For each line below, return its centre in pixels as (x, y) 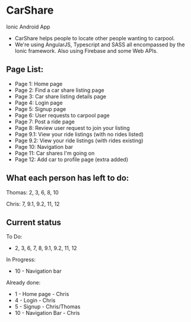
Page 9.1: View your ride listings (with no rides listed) (79, 134)
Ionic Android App (28, 27)
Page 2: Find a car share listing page (60, 90)
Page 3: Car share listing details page (61, 96)
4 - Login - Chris (35, 301)
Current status (34, 222)
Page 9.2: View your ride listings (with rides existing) (79, 141)
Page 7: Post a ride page (45, 122)
